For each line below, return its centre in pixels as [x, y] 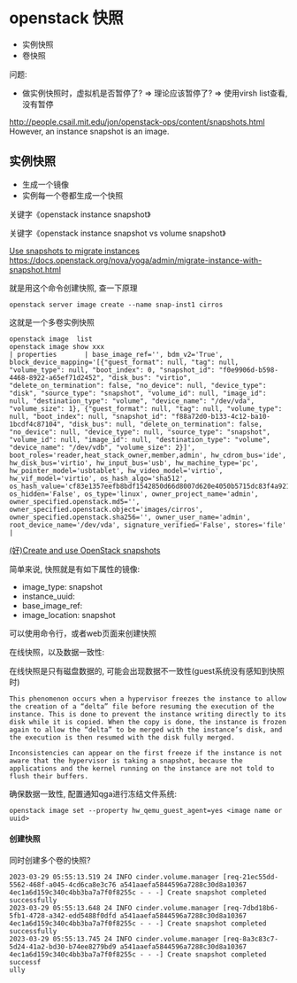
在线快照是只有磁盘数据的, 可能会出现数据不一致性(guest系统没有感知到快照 [147, 670]
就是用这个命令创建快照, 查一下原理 [73, 288]
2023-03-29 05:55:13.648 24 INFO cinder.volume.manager [114, 908]
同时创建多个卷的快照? [50, 860]
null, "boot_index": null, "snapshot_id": [88, 416]
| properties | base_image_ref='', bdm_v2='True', [116, 354]
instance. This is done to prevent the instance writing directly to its [148, 714]
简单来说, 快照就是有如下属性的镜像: [75, 569]
